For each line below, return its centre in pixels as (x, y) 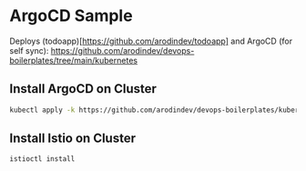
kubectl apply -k (42, 110)
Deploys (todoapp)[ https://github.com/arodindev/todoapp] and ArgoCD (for (151, 41)
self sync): (29, 50)
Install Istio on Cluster (73, 139)
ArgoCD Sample (71, 16)
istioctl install (42, 159)
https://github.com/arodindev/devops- (122, 50)
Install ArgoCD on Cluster (83, 89)
